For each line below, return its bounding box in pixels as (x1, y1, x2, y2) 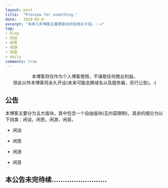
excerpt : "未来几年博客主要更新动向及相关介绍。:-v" (5, 21, 105, 27)
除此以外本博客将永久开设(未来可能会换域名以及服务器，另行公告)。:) (13, 80, 156, 86)
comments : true (5, 59, 37, 64)
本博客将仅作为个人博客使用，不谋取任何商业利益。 (32, 74, 138, 80)
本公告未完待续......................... (5, 175, 107, 184)
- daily (5, 54, 22, 59)
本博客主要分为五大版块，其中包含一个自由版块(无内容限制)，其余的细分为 (5, 110, 159, 116)
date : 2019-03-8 (5, 17, 44, 22)
